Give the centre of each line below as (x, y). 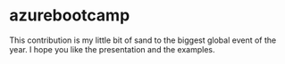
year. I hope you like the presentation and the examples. (113, 49)
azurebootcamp (70, 16)
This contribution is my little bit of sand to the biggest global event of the (143, 40)
